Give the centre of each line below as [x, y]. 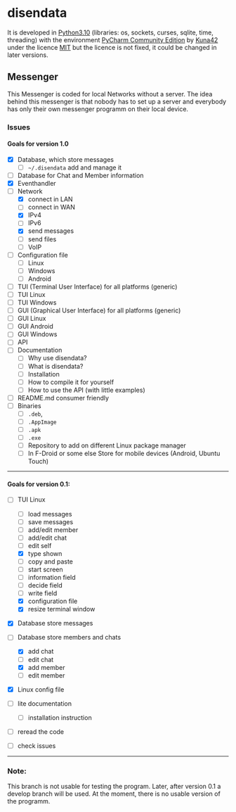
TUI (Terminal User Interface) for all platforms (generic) [97, 286]
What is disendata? [55, 366]
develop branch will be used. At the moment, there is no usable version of [114, 794]
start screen [45, 569]
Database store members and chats [69, 637]
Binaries [29, 405]
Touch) [38, 462]
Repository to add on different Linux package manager [107, 445]
